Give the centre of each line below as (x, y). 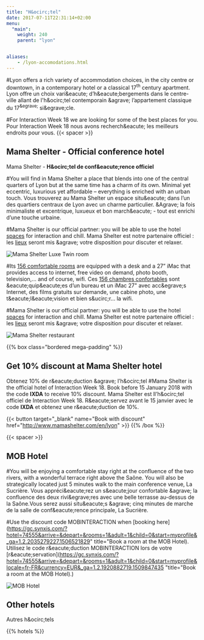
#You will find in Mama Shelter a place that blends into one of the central (97, 178)
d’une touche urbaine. (34, 217)
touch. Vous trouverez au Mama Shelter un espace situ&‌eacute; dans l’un (98, 198)
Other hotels (30, 605)
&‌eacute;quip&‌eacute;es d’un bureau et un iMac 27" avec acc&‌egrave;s (97, 285)
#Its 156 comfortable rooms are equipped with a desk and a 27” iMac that (98, 266)
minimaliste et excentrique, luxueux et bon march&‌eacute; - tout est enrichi (100, 211)
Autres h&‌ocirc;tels (30, 620)
